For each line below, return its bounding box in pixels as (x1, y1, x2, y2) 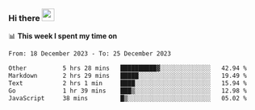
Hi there (8, 12, 40, 23)
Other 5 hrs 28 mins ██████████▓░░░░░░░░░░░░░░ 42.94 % (8, 64, 248, 72)
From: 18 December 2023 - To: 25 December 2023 (8, 50, 172, 58)
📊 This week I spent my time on (8, 31, 118, 41)
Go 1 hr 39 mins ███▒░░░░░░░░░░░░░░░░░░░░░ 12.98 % (8, 87, 248, 95)
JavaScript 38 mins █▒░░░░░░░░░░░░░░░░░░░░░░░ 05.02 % (8, 94, 248, 102)
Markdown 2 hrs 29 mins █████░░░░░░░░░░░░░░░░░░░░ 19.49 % (8, 72, 248, 80)
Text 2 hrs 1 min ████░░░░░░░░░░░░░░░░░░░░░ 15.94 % (8, 79, 248, 88)
